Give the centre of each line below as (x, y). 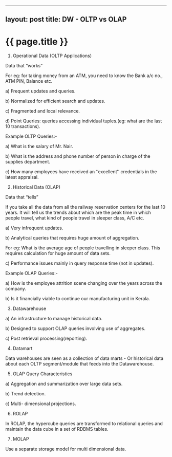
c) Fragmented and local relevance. (43, 111)
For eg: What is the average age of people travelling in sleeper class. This (83, 248)
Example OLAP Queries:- (31, 273)
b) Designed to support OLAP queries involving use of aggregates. (76, 328)
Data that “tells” (22, 197)
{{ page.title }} (37, 41)
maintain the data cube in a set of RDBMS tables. (57, 429)
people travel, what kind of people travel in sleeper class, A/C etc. (75, 218)
